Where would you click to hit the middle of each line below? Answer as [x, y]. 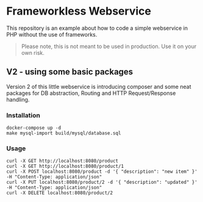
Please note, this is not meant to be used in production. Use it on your [109, 46]
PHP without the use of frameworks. [52, 34]
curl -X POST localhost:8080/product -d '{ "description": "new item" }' [102, 172]
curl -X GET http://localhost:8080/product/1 [65, 166]
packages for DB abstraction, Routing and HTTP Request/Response [91, 93]
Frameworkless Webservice [79, 11]
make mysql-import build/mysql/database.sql [64, 133]
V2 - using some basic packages [70, 72]
